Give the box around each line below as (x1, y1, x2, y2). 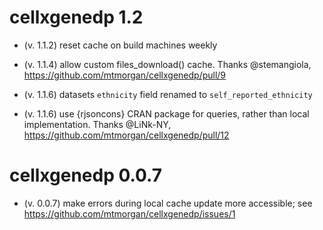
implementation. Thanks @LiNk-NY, (23, 118, 172, 130)
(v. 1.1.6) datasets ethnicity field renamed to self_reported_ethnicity (23, 88, 313, 100)
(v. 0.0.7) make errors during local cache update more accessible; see (23, 197, 313, 209)
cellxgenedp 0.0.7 (9, 164, 163, 187)
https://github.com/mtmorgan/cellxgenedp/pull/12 (23, 129, 230, 141)
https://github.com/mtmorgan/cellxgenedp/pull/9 (23, 69, 227, 81)
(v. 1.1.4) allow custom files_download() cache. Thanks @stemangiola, (23, 58, 312, 70)
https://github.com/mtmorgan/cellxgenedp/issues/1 (23, 207, 236, 220)
